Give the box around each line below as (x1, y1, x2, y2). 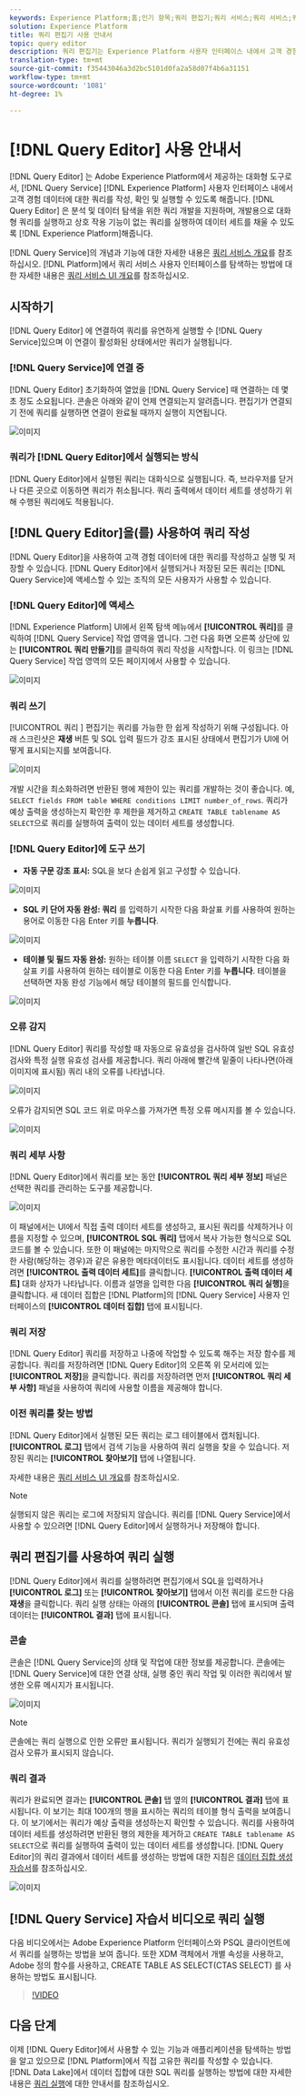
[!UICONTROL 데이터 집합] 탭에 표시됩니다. (48, 1301, 202, 1312)
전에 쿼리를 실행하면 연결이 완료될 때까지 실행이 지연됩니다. (18, 407, 228, 418)
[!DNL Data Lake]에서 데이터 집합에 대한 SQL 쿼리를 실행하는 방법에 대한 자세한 (9, 2066, 292, 2077)
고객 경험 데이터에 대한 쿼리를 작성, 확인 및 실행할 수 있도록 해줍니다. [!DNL (9, 194, 275, 205)
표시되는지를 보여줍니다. (25, 745, 112, 756)
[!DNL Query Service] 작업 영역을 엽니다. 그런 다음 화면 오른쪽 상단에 (33, 632, 280, 643)
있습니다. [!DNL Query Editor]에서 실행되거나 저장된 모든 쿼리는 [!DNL (35, 562, 286, 573)
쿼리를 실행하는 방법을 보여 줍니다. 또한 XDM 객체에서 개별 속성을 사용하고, (18, 1948, 284, 1959)
